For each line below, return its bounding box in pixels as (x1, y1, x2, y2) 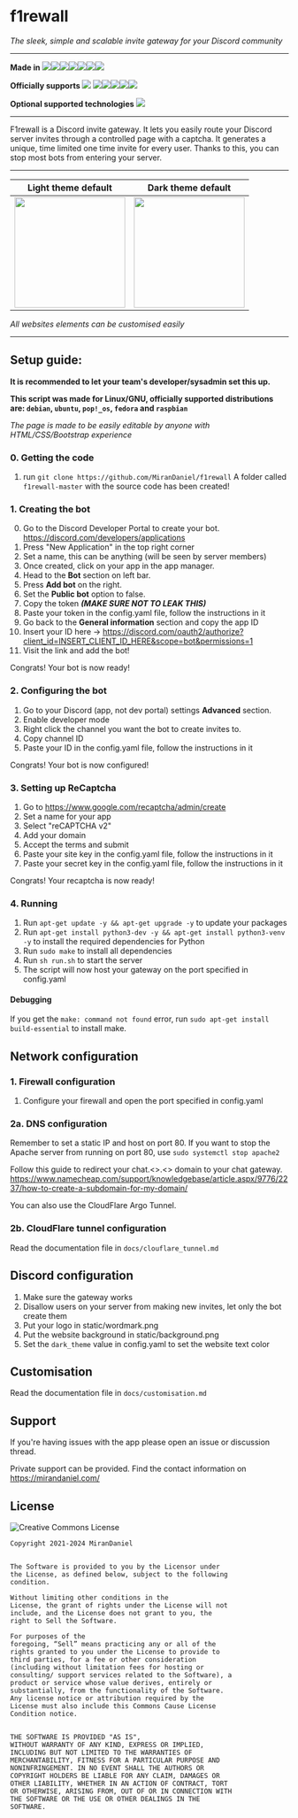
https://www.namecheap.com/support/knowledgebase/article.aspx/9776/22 (10, 1174, 288, 1184)
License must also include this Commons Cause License (10, 1701, 217, 1710)
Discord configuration (10, 1268, 134, 1283)
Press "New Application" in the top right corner (22, 542, 195, 552)
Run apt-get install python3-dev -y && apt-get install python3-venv (22, 927, 286, 937)
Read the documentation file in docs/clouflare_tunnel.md (10, 1242, 219, 1253)
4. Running (10, 897, 58, 909)
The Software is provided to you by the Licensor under (10, 1562, 220, 1571)
